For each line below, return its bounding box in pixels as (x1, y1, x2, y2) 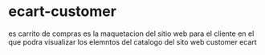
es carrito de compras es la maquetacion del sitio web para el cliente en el (8, 29, 255, 38)
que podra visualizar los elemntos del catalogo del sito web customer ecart (8, 37, 257, 46)
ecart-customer (8, 2, 116, 21)
